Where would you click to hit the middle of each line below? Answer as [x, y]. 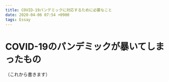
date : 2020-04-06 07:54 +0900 [38, 15]
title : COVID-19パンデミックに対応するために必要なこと [59, 10]
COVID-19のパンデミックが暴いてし [80, 46]
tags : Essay [18, 19]
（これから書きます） [28, 74]
